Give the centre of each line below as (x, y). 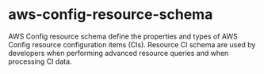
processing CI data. (40, 61)
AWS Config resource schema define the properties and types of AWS (123, 36)
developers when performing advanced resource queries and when (119, 53)
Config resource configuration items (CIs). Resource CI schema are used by (132, 44)
